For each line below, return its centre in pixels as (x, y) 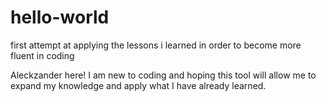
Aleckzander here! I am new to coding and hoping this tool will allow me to (163, 75)
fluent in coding (42, 55)
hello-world (60, 17)
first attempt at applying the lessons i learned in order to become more (156, 45)
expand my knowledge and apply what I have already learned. (138, 85)
